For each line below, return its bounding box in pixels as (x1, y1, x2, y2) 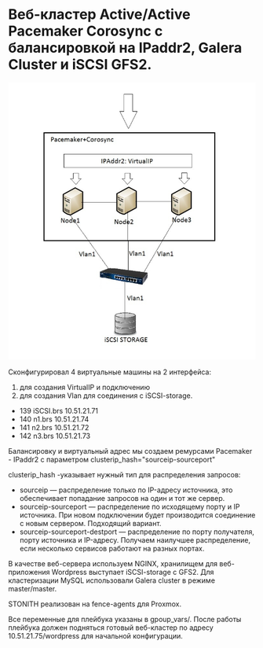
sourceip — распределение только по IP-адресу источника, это (19, 485, 233, 495)
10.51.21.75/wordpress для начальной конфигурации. (8, 631, 183, 641)
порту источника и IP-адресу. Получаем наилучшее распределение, (19, 536, 251, 545)
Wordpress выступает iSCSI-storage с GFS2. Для (51, 568, 214, 577)
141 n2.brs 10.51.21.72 (19, 423, 89, 433)
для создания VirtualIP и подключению (19, 383, 151, 392)
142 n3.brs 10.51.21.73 (19, 431, 91, 441)
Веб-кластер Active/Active (8, 6, 191, 24)
